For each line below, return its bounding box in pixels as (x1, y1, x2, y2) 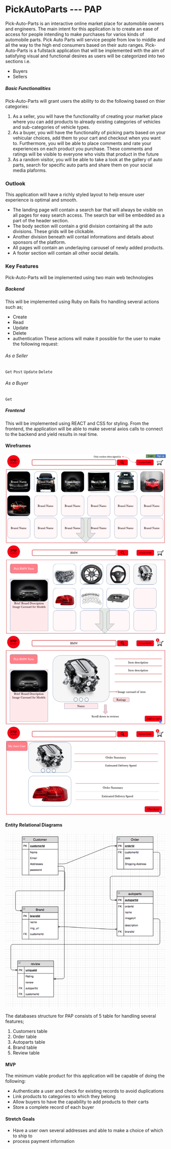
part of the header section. (12, 218, 69, 224)
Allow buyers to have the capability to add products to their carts (12, 1099, 149, 1105)
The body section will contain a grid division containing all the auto (12, 223, 153, 229)
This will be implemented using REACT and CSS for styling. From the (5, 420, 149, 426)
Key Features (5, 263, 39, 270)
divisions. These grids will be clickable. (12, 228, 95, 234)
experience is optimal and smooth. (5, 197, 78, 203)
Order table (12, 1034, 37, 1040)
